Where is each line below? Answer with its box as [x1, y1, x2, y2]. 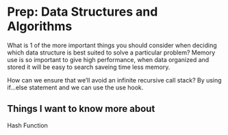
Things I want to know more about [7, 103, 155, 115]
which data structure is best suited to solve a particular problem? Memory [7, 48, 216, 57]
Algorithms [7, 18, 73, 34]
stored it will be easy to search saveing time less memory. [7, 63, 170, 71]
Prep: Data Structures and [7, 4, 158, 20]
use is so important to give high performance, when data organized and [7, 55, 210, 63]
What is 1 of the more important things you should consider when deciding [7, 41, 217, 49]
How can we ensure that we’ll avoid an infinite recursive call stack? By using [7, 76, 222, 84]
